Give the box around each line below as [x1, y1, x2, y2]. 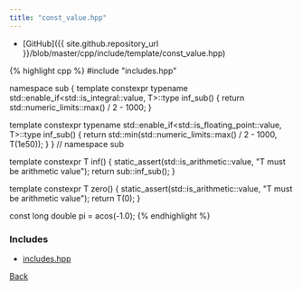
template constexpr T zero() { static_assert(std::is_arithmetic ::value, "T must [9, 182, 293, 194]
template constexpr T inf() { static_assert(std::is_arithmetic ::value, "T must [9, 155, 287, 167]
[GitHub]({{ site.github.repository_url [22, 38, 159, 49]
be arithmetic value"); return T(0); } [9, 192, 141, 203]
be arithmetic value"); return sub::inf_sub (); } [9, 165, 176, 176]
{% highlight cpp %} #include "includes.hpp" [9, 65, 177, 76]
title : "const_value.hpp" [9, 13, 107, 23]
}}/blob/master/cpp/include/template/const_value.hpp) [22, 47, 226, 59]
